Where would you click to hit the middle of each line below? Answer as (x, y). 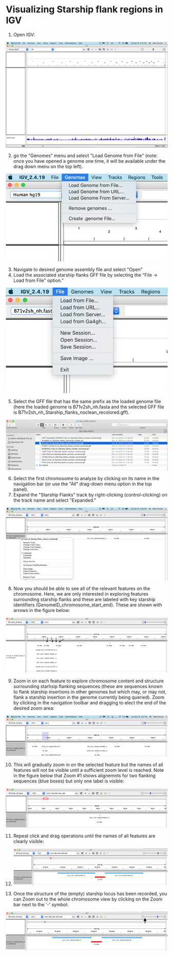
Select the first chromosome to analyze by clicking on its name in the (86, 479)
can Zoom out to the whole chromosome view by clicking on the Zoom (88, 899)
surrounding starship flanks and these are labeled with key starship (84, 599)
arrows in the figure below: (42, 610)
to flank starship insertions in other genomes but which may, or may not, (90, 692)
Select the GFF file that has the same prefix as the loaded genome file (87, 401)
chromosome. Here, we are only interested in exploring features (81, 594)
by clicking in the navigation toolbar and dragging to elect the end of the (90, 703)
